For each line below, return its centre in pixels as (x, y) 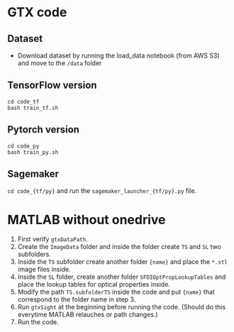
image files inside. (44, 270)
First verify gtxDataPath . (52, 239)
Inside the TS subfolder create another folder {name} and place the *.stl (123, 262)
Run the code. (38, 322)
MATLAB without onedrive (87, 220)
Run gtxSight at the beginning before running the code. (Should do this (122, 307)
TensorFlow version (52, 85)
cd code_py (23, 146)
